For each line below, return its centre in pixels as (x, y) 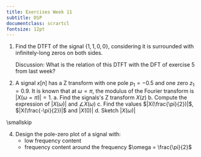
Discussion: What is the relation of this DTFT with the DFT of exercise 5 (105, 65)
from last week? (35, 71)
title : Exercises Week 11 (39, 12)
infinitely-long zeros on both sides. (59, 53)
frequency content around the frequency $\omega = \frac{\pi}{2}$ (108, 147)
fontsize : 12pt (26, 29)
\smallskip (19, 122)
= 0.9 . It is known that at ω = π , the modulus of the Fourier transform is (104, 91)
